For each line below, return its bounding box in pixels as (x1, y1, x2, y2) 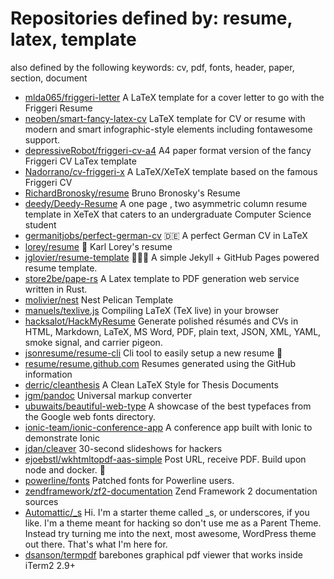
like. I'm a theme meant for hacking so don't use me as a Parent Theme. (24, 517, 322, 529)
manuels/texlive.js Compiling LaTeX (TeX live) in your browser (24, 304, 279, 316)
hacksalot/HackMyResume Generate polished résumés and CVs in (24, 315, 299, 327)
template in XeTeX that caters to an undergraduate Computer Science (24, 208, 312, 220)
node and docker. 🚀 (24, 463, 106, 476)
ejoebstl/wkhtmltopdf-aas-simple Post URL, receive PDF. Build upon (24, 453, 307, 465)
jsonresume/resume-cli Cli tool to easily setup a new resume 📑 (24, 347, 283, 359)
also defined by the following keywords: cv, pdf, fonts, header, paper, (10, 61, 295, 73)
